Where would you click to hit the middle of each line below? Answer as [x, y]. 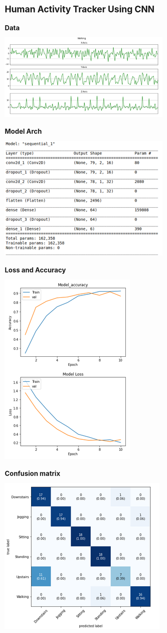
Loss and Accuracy [35, 270]
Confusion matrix [33, 473]
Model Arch [23, 132]
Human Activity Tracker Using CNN [80, 9]
